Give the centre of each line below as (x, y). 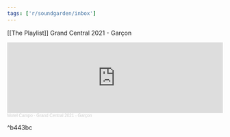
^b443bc (20, 127)
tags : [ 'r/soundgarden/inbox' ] (52, 13)
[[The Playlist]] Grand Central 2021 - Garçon (69, 33)
